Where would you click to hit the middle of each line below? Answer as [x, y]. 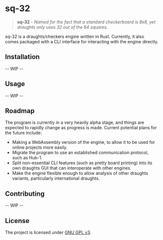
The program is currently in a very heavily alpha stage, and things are [75, 122]
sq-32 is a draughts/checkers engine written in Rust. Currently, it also [75, 36]
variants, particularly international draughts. [56, 178]
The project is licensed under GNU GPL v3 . [48, 232]
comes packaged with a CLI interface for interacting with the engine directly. [82, 41]
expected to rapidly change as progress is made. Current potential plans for [81, 128]
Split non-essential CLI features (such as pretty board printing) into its [82, 163]
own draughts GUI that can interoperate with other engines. [72, 168]
